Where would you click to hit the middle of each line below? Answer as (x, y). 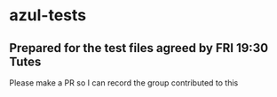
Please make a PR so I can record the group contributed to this (124, 83)
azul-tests (48, 15)
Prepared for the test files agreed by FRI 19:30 (139, 48)
